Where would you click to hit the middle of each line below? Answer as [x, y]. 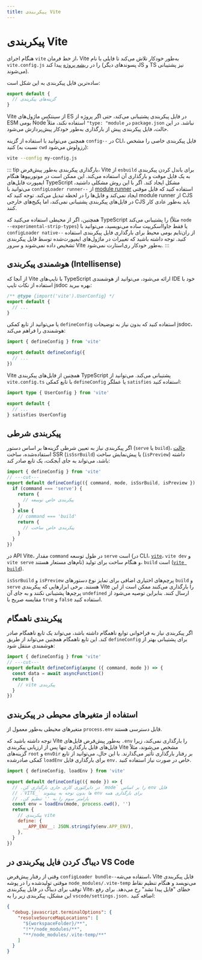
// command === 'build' [47, 517]
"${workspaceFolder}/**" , [55, 923]
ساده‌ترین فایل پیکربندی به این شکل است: [54, 82]
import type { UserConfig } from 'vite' [58, 392]
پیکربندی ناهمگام [35, 618]
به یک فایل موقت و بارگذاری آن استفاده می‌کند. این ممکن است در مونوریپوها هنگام [99, 176]
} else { [23, 511]
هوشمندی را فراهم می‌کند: [36, 331]
